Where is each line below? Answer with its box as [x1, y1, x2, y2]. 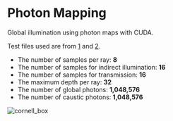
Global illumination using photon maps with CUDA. [7, 28, 154, 37]
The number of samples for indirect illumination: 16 [17, 63, 166, 71]
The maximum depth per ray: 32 [17, 77, 112, 86]
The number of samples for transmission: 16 [17, 70, 146, 79]
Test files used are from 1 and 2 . [7, 42, 101, 50]
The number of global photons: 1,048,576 [17, 85, 140, 94]
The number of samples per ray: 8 [17, 55, 118, 64]
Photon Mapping [7, 5, 107, 21]
